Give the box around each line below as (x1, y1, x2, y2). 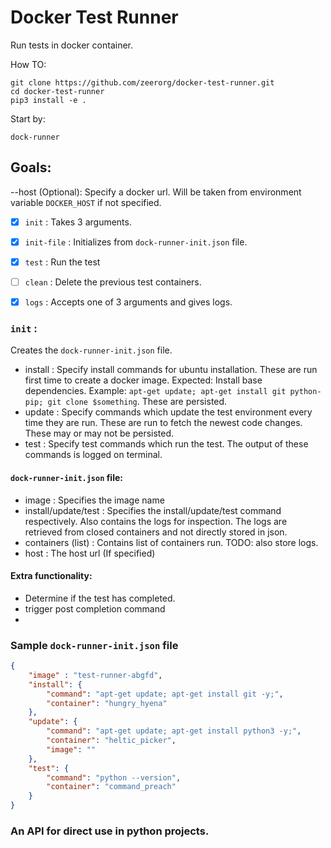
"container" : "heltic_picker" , (46, 736, 177, 746)
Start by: (10, 112, 46, 125)
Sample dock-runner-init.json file (10, 638, 179, 652)
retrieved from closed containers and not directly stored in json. (24, 526, 288, 538)
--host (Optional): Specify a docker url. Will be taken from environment (10, 186, 302, 198)
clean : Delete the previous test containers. (24, 276, 202, 288)
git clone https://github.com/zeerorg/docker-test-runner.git (10, 77, 275, 88)
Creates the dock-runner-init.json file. (10, 344, 173, 356)
